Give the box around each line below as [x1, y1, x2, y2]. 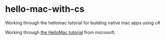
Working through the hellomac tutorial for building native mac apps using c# [5, 20, 161, 26]
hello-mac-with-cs [5, 3, 85, 15]
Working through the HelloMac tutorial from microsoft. [5, 29, 116, 35]
